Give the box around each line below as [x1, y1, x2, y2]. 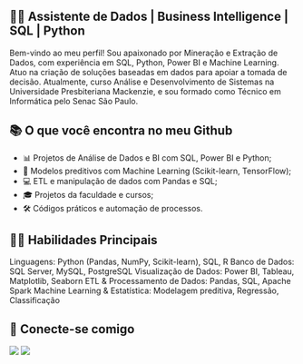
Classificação [9, 295, 61, 306]
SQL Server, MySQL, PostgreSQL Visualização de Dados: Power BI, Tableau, [9, 266, 295, 277]
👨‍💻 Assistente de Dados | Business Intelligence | [9, 9, 288, 25]
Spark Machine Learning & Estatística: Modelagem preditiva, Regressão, [9, 285, 279, 296]
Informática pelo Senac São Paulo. [9, 95, 139, 106]
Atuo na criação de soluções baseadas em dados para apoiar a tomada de [9, 66, 288, 77]
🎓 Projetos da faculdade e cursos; [22, 189, 154, 200]
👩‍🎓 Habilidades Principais [9, 232, 158, 248]
